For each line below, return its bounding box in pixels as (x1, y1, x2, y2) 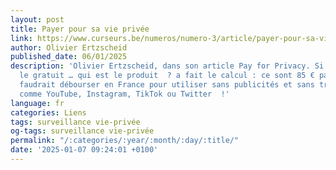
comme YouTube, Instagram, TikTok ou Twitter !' (19, 89, 230, 99)
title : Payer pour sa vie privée (10, 24, 150, 34)
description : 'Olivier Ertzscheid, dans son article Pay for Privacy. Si (10, 61, 325, 71)
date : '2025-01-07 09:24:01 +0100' (10, 145, 159, 155)
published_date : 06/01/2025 (10, 52, 128, 62)
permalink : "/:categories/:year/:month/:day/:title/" (10, 136, 240, 146)
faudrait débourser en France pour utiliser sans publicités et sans (19, 80, 315, 90)
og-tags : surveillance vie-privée (10, 126, 155, 136)
